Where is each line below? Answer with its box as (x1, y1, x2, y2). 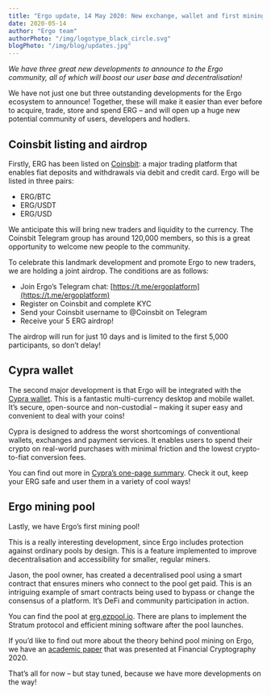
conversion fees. (31, 452, 86, 461)
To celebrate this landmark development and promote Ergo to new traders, (8, 257, 256, 267)
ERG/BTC (19, 192, 51, 201)
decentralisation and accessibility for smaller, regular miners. (8, 554, 211, 564)
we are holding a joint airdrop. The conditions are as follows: (8, 266, 209, 276)
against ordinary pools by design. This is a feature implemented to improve (8, 545, 257, 555)
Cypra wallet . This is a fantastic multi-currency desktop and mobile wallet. (8, 394, 256, 403)
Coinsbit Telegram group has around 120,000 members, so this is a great (8, 233, 251, 242)
